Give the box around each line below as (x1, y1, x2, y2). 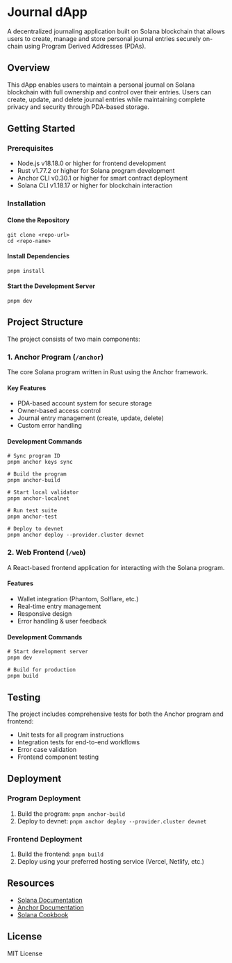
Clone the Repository (7, 216, 69, 224)
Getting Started (7, 123, 76, 135)
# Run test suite (7, 508, 58, 514)
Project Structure (7, 317, 83, 328)
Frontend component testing (17, 753, 99, 761)
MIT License (7, 949, 43, 957)
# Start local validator (7, 489, 79, 496)
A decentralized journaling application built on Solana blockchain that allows (7, 27, 226, 35)
